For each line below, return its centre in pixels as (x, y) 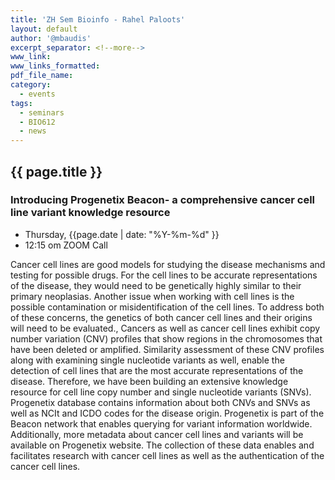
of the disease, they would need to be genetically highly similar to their (156, 285)
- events (37, 94)
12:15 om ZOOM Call (66, 245)
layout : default (44, 29)
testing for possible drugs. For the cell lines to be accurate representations (164, 275)
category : (31, 85)
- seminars (42, 112)
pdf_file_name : (42, 76)
